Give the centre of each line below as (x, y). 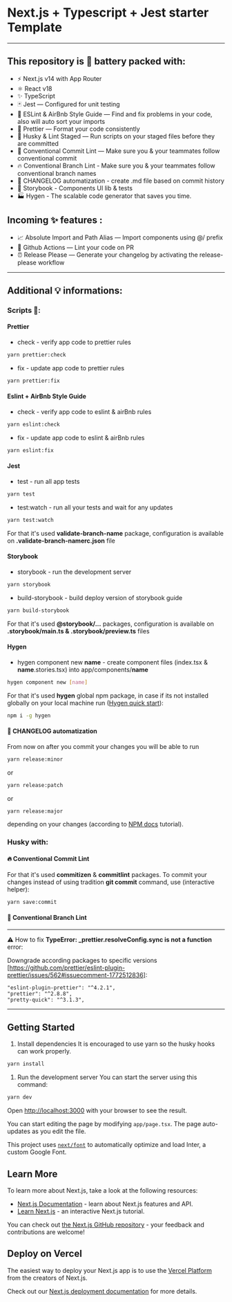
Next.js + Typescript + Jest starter (108, 13)
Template (35, 27)
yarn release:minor (35, 759)
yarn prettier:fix (33, 381)
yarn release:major (35, 811)
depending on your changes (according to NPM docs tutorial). (96, 824)
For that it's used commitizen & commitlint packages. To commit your (107, 874)
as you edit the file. (59, 1131)
